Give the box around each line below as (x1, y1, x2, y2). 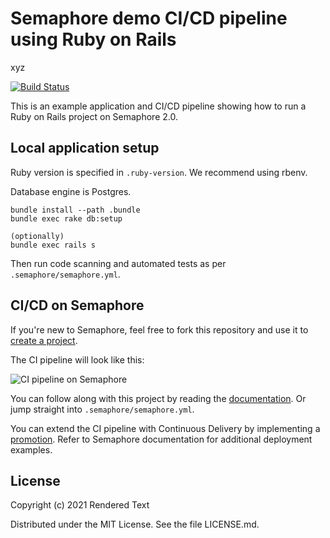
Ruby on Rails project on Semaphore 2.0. (10, 110, 178, 122)
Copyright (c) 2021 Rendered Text (10, 499, 150, 511)
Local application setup (10, 140, 160, 157)
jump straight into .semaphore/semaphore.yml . (10, 403, 195, 415)
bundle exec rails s (10, 240, 97, 250)
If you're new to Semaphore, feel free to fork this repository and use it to (10, 323, 309, 336)
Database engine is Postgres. (10, 185, 132, 197)
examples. (10, 443, 53, 456)
